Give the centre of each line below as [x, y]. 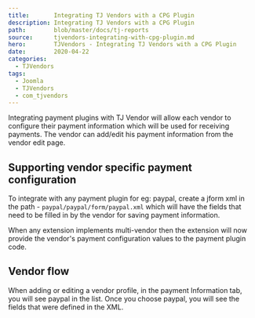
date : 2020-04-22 [49, 52]
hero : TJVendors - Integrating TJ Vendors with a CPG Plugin [122, 45]
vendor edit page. [37, 143]
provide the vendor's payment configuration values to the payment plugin [127, 239]
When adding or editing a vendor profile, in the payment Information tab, [125, 290]
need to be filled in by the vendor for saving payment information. [114, 215]
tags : [17, 74]
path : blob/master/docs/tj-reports [78, 30]
